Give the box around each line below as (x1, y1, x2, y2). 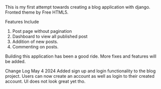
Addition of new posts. (12, 39, 58, 44)
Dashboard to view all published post (12, 34, 88, 39)
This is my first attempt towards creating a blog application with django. (5, 4, 151, 10)
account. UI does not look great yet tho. (5, 78, 86, 84)
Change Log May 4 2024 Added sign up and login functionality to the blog (5, 68, 156, 74)
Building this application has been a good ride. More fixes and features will (5, 53, 157, 59)
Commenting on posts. (12, 44, 59, 49)
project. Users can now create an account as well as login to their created (5, 73, 155, 79)
